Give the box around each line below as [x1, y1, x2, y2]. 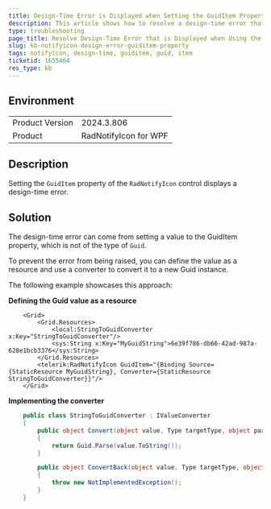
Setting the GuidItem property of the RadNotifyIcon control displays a [8, 179, 238, 188]
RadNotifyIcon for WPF [81, 130, 169, 141]
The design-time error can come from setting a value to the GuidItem [8, 232, 238, 242]
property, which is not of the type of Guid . [8, 241, 147, 250]
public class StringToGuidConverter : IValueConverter [23, 412, 211, 420]
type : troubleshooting [8, 27, 85, 35]
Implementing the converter [8, 396, 105, 406]
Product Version [12, 117, 74, 128]
